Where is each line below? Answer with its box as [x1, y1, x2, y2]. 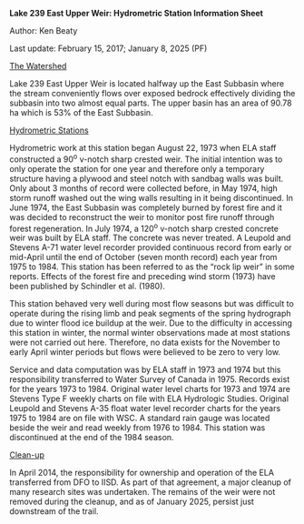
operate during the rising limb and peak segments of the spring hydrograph [9, 308, 292, 319]
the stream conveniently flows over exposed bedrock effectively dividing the [9, 88, 296, 98]
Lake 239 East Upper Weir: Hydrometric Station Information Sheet [9, 8, 263, 18]
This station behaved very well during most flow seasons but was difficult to [9, 298, 295, 309]
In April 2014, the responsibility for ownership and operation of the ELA [9, 468, 275, 479]
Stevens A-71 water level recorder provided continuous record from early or [9, 242, 292, 253]
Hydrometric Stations [9, 125, 89, 136]
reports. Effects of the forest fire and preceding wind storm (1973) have [9, 271, 276, 282]
